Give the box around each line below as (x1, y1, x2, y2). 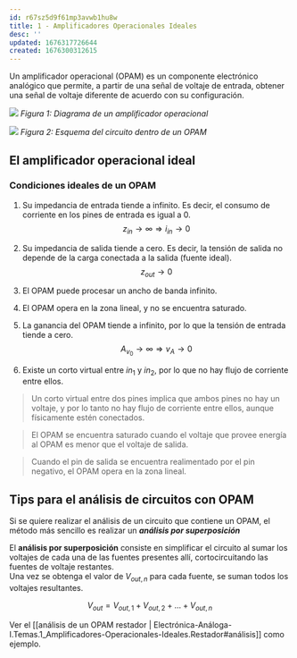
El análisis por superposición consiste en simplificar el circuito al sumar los (9, 543, 288, 553)
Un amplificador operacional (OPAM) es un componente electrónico (9, 71, 259, 81)
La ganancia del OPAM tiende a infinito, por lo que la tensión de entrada (21, 320, 286, 331)
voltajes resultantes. (9, 582, 84, 593)
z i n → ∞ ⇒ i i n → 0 (122, 223, 191, 236)
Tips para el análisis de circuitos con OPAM (9, 492, 254, 507)
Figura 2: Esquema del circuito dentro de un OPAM (20, 127, 207, 138)
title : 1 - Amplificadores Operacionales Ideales (9, 21, 198, 30)
